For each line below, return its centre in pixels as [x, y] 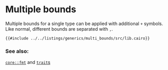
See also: [17, 51]
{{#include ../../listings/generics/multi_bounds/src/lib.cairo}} [78, 38]
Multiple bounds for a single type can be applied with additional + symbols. [84, 24]
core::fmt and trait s [28, 62]
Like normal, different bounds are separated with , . [59, 29]
